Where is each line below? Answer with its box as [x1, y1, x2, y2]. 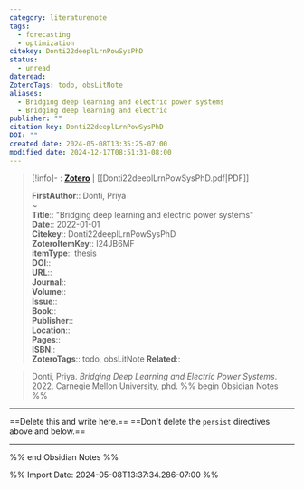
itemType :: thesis [31, 248, 97, 259]
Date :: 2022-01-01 [31, 219, 100, 230]
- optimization [17, 38, 75, 48]
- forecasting [17, 30, 71, 39]
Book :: [31, 305, 57, 316]
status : [9, 55, 39, 64]
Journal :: [31, 277, 66, 287]
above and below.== [9, 426, 86, 437]
